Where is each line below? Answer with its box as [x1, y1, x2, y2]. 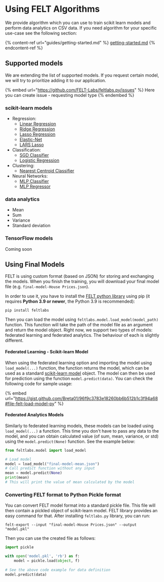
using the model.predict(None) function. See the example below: [5, 438, 136, 444]
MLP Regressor [19, 183, 51, 190]
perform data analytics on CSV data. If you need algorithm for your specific [5, 25, 157, 30]
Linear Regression [19, 121, 56, 127]
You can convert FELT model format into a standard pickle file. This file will [5, 502, 156, 508]
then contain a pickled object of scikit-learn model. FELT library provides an [5, 508, 158, 514]
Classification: [12, 147, 41, 153]
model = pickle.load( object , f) [14, 558, 80, 563]
